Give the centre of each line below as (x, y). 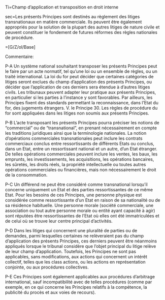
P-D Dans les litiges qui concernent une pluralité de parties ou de (71, 230)
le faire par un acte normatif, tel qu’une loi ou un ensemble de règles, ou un (81, 71)
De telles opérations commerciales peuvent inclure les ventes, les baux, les (81, 154)
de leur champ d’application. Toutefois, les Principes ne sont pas (71, 251)
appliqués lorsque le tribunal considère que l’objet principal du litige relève (81, 246)
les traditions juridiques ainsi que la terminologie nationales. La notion (76, 133)
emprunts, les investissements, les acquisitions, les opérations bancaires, (80, 159)
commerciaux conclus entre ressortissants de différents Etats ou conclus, (80, 144)
